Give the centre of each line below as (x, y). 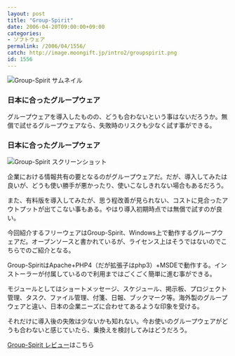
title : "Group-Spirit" (40, 20)
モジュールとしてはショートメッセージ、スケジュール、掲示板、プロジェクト (117, 289)
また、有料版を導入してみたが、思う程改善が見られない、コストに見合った (115, 200)
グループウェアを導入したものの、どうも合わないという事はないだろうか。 (115, 117)
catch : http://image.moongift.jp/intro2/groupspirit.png (92, 53)
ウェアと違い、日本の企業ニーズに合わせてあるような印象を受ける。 (105, 306)
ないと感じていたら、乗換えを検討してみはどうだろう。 (111, 330)
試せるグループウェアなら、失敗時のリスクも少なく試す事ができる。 (117, 125)
